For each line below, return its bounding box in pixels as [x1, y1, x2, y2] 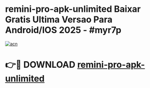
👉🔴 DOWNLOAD [5, 59, 75, 70]
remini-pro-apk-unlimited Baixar [5, 3, 141, 15]
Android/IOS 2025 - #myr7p [5, 25, 122, 36]
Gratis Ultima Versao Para [5, 14, 112, 25]
